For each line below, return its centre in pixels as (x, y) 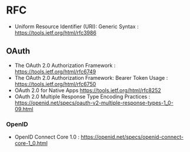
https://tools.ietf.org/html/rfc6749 (55, 72)
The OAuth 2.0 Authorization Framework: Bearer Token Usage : (91, 77)
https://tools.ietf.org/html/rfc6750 (55, 84)
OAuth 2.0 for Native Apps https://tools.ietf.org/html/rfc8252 (88, 90)
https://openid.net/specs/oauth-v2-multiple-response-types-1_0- (94, 103)
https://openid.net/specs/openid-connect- (132, 137)
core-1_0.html (31, 143)
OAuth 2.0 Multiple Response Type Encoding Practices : (82, 96)
